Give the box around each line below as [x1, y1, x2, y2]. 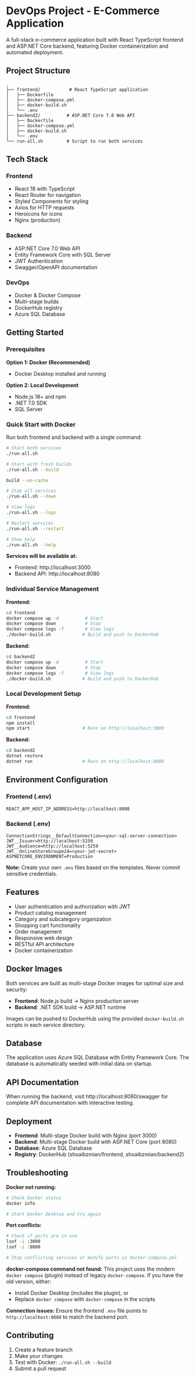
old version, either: [6, 1278, 52, 1285]
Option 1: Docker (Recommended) [6, 359, 90, 366]
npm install [6, 720, 35, 726]
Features [6, 887, 39, 897]
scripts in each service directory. [6, 1021, 86, 1028]
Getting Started [6, 327, 64, 337]
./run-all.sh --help [6, 542, 57, 548]
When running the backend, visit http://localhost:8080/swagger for [6, 1093, 169, 1100]
